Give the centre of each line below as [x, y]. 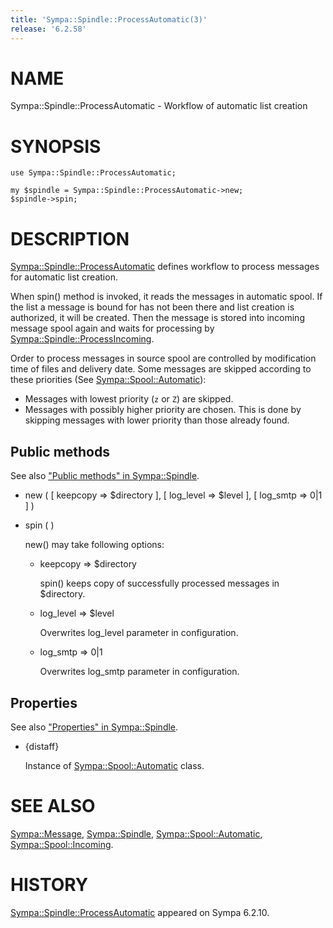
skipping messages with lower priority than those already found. [157, 420]
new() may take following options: [94, 545]
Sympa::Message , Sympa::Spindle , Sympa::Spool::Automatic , [136, 833]
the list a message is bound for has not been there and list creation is [152, 307]
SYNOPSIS [56, 146]
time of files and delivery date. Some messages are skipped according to [161, 369]
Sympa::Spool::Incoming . [62, 844]
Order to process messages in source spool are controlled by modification [163, 358]
